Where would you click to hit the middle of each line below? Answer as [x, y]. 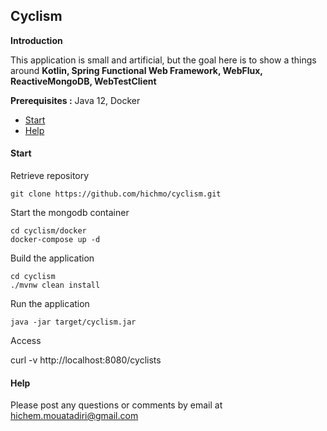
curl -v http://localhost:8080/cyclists [86, 360]
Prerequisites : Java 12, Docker [75, 100]
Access [26, 341]
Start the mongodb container [70, 213]
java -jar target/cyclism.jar [73, 322]
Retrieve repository [50, 176]
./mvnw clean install [55, 285]
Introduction [36, 40]
